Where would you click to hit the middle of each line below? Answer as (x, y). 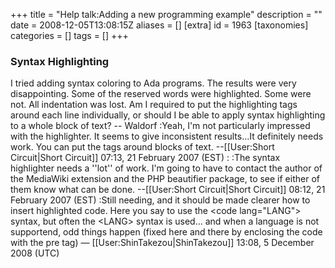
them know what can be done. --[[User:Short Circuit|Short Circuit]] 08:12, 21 (168, 190)
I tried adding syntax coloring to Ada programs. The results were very (153, 83)
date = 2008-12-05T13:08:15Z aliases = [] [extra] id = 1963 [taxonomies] (159, 25)
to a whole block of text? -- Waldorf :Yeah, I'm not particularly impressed (160, 126)
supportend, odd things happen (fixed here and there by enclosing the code (166, 232)
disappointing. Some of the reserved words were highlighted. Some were (161, 94)
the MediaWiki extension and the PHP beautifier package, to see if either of (165, 179)
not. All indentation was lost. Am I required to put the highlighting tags (154, 105)
